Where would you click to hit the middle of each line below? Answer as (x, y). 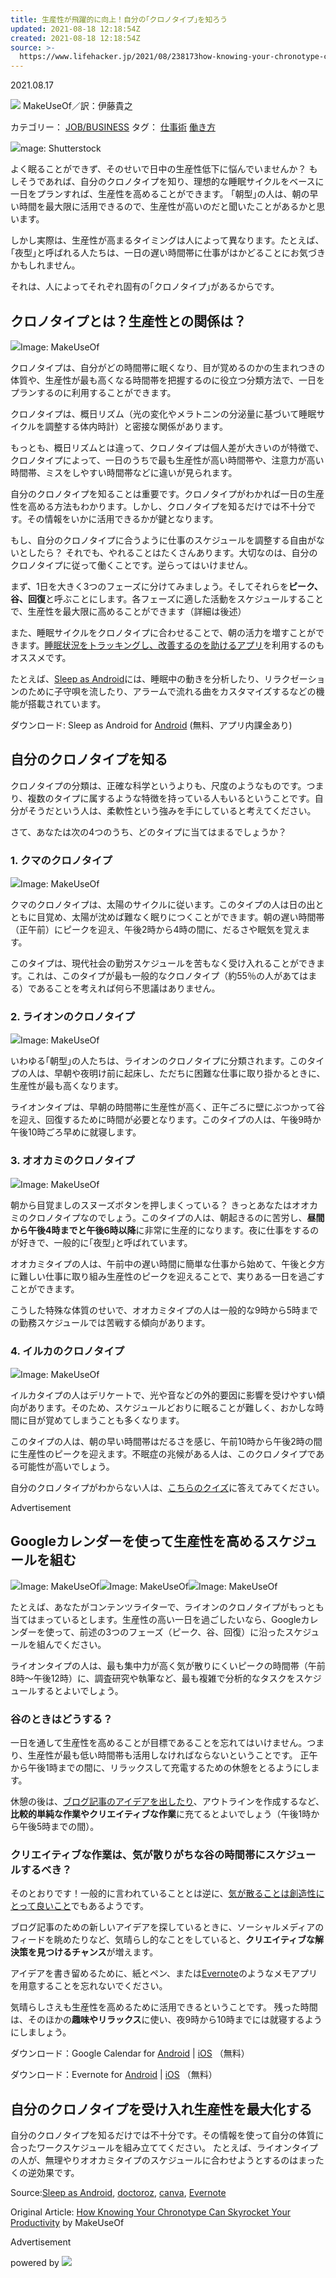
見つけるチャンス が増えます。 (97, 1952)
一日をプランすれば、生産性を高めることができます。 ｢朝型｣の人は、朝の (160, 194)
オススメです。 (41, 657)
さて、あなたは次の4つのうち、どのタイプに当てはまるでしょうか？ (149, 832)
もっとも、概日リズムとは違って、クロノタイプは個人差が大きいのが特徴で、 (167, 447)
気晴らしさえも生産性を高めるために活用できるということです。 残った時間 (164, 2007)
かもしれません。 (45, 265)
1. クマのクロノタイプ (61, 860)
